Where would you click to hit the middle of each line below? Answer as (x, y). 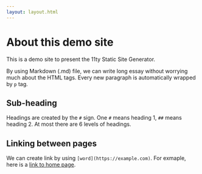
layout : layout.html (33, 12)
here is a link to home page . (41, 165)
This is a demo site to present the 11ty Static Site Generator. (81, 59)
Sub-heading (32, 103)
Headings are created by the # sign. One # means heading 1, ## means (94, 118)
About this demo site (60, 42)
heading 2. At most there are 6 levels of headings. (69, 124)
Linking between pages (52, 143)
